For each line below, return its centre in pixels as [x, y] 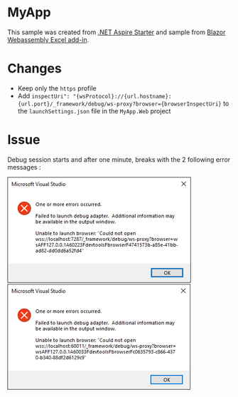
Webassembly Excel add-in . [48, 39]
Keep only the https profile [57, 88]
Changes [34, 69]
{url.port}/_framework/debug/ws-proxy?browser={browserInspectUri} [119, 104]
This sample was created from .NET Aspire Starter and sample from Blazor [117, 32]
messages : [24, 167]
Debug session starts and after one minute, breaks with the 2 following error [119, 159]
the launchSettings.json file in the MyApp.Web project [94, 110]
